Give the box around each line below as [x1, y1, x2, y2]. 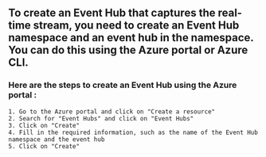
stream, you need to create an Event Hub [33, 19, 240, 33]
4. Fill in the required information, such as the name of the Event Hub [8, 128, 259, 136]
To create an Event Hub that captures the [8, 6, 216, 20]
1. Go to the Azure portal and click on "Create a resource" [8, 107, 216, 116]
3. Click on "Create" [8, 121, 80, 129]
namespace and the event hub [8, 135, 105, 144]
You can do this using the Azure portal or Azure [8, 44, 248, 57]
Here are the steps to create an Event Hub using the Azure [8, 79, 237, 90]
